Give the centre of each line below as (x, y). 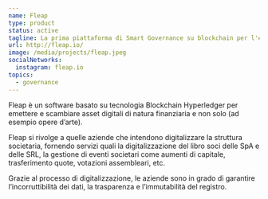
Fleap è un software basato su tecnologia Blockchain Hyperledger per (123, 105)
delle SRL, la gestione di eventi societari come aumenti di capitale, (117, 154)
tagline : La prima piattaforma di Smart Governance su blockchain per (128, 38)
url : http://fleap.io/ (46, 45)
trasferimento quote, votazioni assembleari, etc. (87, 162)
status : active (33, 30)
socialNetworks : (35, 60)
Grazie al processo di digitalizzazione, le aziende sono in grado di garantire (132, 178)
